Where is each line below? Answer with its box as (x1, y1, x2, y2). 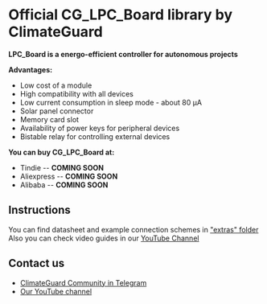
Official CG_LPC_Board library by (8, 6, 233, 24)
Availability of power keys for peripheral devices (19, 123, 180, 133)
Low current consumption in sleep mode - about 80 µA (19, 97, 203, 107)
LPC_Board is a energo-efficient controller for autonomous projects (8, 49, 239, 59)
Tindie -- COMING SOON (19, 162, 105, 172)
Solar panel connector (19, 106, 94, 116)
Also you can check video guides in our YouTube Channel (8, 233, 199, 243)
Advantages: (8, 64, 53, 74)
